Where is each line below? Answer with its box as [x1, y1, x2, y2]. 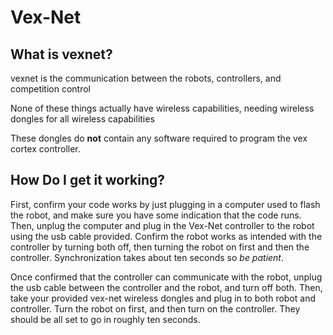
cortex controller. [10, 143, 81, 155]
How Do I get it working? [10, 172, 166, 189]
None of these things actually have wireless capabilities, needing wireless [10, 102, 315, 114]
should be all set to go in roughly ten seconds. [10, 313, 201, 325]
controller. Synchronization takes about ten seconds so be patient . [10, 251, 285, 263]
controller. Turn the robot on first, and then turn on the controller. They [10, 302, 301, 315]
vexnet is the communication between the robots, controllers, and [10, 72, 282, 84]
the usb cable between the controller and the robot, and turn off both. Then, [10, 281, 323, 293]
